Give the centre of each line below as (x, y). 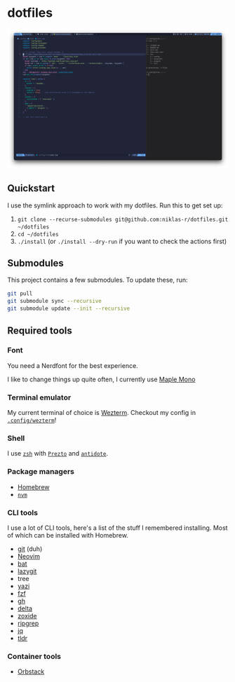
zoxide (27, 615)
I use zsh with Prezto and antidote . (58, 453)
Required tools (40, 330)
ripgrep (28, 623)
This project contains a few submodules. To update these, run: (98, 280)
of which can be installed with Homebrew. (68, 535)
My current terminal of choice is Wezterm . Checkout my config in (102, 413)
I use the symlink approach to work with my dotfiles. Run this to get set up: (115, 205)
